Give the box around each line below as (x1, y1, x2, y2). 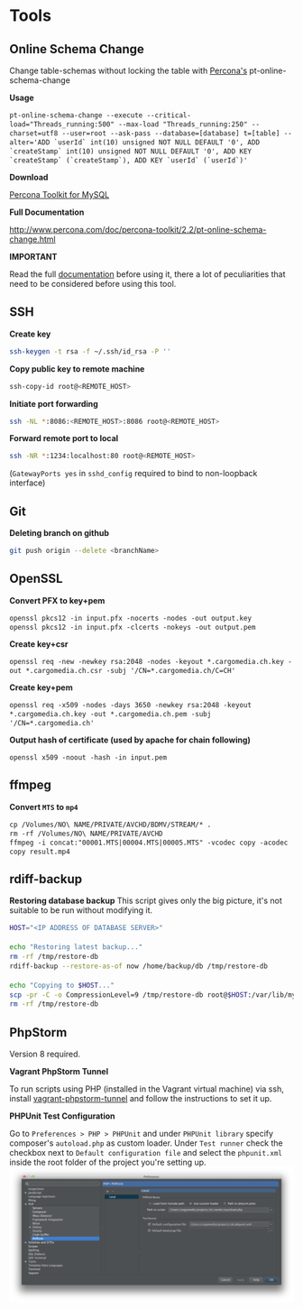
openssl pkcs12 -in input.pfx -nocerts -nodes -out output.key (9, 613, 252, 622)
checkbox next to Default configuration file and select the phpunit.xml (9, 1148, 282, 1158)
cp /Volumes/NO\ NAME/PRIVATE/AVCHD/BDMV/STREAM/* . (9, 820, 212, 829)
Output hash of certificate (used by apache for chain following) (9, 734, 251, 745)
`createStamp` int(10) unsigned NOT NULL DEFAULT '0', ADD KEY (9, 147, 252, 156)
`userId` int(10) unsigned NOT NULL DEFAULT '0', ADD (53, 138, 260, 147)
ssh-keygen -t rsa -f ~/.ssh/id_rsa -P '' (9, 346, 171, 356)
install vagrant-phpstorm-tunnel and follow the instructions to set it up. (9, 1093, 272, 1104)
